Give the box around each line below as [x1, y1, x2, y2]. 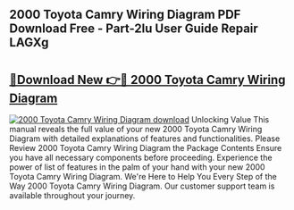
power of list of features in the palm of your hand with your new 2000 [9, 162, 265, 172]
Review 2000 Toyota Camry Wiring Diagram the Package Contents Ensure [9, 143, 282, 153]
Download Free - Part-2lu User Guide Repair [9, 21, 259, 37]
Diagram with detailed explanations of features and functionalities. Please [9, 133, 281, 144]
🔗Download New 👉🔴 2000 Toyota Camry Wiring [9, 71, 286, 88]
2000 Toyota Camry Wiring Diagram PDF [9, 7, 241, 22]
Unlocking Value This [190, 114, 270, 124]
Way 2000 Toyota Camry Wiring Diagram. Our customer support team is [9, 181, 275, 191]
